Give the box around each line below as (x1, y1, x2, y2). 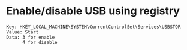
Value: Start (6, 29, 39, 35)
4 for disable (22, 39, 58, 45)
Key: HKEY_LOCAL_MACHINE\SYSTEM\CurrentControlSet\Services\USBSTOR (6, 24, 181, 30)
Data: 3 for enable (6, 34, 55, 40)
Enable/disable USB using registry (6, 4, 180, 18)
